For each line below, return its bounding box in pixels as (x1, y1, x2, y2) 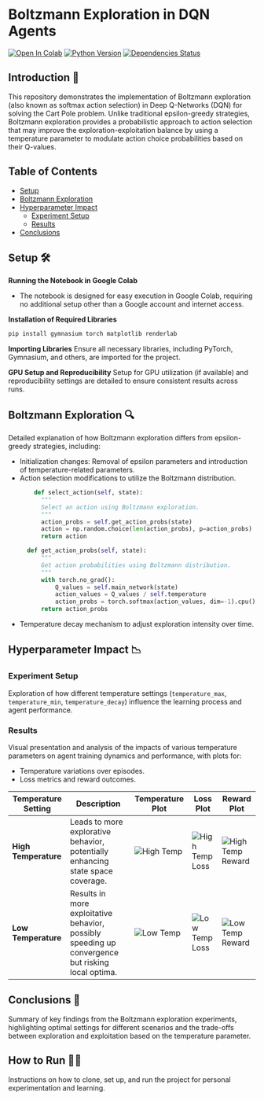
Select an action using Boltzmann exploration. (40, 503, 200, 511)
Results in (69, 888, 106, 899)
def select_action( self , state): (34, 489, 144, 497)
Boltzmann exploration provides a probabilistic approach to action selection (8, 116, 253, 127)
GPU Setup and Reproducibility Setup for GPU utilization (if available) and (8, 368, 249, 377)
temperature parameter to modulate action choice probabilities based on (8, 134, 244, 143)
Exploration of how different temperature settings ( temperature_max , (8, 688, 227, 697)
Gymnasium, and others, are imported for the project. (8, 352, 181, 362)
